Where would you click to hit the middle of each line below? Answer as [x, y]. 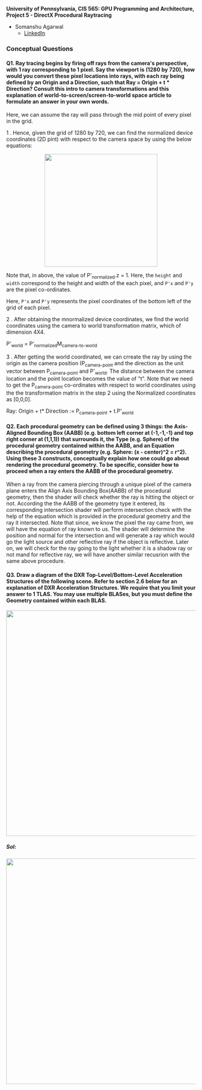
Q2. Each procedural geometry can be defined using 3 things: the [90, 426]
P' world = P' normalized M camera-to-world [52, 344]
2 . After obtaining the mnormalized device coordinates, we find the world [97, 319]
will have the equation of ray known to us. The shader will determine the [96, 529]
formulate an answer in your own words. [58, 101]
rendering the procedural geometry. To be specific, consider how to [93, 464]
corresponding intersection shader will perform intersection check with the [99, 510]
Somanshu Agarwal [39, 27]
